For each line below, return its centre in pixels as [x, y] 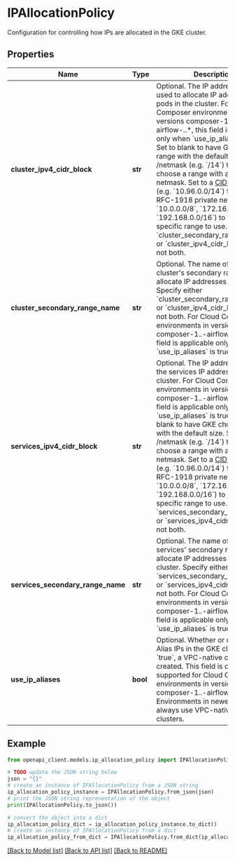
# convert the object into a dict [58, 818]
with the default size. [191, 433]
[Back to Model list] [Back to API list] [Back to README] [87, 850]
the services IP [180, 372]
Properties [31, 54]
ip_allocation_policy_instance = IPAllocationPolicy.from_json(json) [111, 792]
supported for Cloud [190, 674]
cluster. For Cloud [185, 380]
